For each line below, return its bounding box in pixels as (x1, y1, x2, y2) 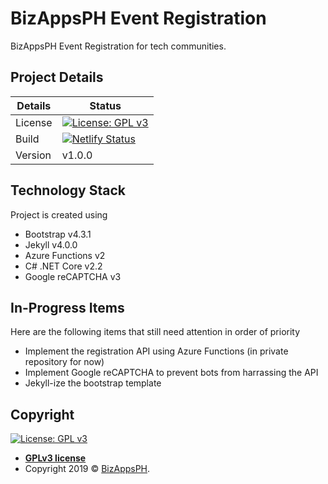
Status (89, 98, 122, 112)
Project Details (10, 69, 104, 86)
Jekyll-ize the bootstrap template (24, 377, 162, 389)
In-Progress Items (10, 299, 125, 316)
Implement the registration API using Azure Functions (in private (24, 345, 289, 357)
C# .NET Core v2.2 (24, 260, 103, 272)
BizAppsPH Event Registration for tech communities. (10, 40, 227, 52)
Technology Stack (10, 182, 126, 199)
